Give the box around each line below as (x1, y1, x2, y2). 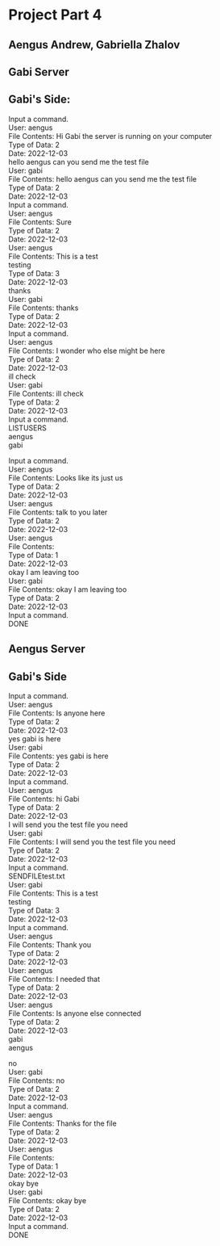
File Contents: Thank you (8, 939, 92, 950)
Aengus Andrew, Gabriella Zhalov (8, 38, 181, 52)
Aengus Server (8, 642, 86, 656)
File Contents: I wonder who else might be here (8, 346, 165, 355)
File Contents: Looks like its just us (8, 472, 123, 482)
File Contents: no (8, 1076, 65, 1085)
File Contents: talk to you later (8, 507, 108, 517)
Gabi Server (8, 65, 70, 78)
